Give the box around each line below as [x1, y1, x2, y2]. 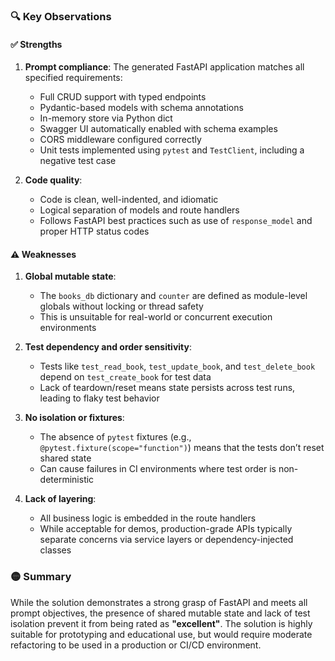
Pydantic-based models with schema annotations [39, 102, 244, 114]
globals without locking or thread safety [39, 300, 204, 313]
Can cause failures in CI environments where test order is [39, 463, 277, 475]
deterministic [39, 474, 95, 486]
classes [39, 544, 72, 556]
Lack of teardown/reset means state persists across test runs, [39, 382, 296, 394]
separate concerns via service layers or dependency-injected [39, 534, 294, 546]
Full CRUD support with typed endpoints [39, 91, 207, 103]
